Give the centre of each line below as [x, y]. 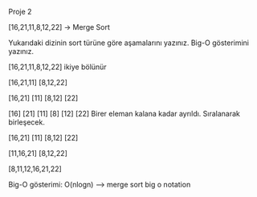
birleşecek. [27, 122]
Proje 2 [20, 12]
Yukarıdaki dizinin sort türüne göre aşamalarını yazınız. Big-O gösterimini [129, 43]
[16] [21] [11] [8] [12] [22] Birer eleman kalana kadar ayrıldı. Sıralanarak [124, 113]
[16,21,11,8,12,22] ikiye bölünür [57, 67]
